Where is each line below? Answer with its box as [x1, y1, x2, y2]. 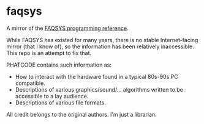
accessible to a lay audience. [15, 92, 89, 100]
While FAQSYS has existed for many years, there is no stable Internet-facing [6, 36, 198, 43]
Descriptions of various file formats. [15, 99, 106, 106]
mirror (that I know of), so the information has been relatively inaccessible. [6, 43, 194, 50]
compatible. [15, 79, 46, 87]
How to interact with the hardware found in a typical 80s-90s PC [15, 73, 179, 80]
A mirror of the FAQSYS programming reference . [6, 24, 129, 32]
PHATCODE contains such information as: [6, 61, 112, 68]
